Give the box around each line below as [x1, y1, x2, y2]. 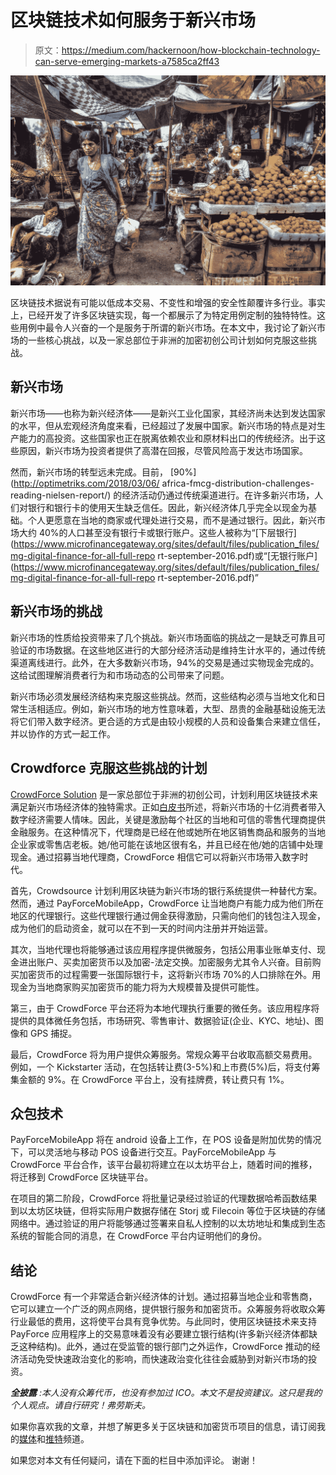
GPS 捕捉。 [29, 1027, 78, 1039]
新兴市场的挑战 [10, 603, 103, 620]
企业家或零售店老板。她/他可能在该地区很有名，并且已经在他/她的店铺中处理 [10, 838, 324, 850]
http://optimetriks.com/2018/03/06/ [13, 477, 160, 489]
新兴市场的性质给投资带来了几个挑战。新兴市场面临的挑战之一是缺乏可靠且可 [10, 631, 326, 643]
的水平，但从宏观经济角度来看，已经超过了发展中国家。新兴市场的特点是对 [10, 419, 317, 431]
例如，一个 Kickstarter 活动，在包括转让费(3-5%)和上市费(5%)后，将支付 [10, 1061, 312, 1073]
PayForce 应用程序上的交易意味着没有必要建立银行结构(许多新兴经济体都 [10, 1328, 309, 1340]
